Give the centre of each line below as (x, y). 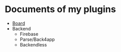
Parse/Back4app (37, 39)
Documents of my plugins (60, 9)
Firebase (29, 34)
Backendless (33, 44)
